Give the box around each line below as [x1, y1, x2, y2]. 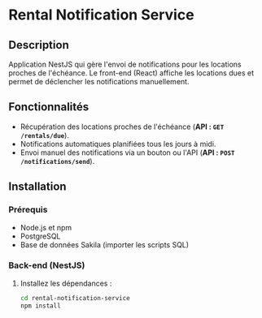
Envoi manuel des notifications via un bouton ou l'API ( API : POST [20, 148, 235, 157]
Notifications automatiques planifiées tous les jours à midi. [20, 139, 216, 148]
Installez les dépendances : [20, 278, 112, 288]
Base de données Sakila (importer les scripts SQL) [20, 239, 190, 249]
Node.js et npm [20, 222, 72, 232]
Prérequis [8, 204, 48, 216]
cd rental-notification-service [20, 294, 130, 302]
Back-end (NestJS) [8, 260, 85, 271]
